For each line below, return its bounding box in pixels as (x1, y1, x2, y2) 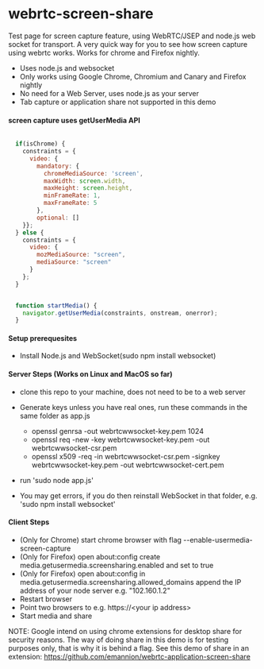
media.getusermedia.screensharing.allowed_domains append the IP (19, 577, 242, 586)
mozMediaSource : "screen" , (36, 251, 126, 259)
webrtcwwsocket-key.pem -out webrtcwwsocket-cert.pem (31, 460, 224, 470)
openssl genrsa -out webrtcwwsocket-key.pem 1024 (31, 426, 205, 435)
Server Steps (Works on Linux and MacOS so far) (8, 369, 173, 379)
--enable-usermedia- (183, 535, 254, 544)
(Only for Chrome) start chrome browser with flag (19, 535, 182, 544)
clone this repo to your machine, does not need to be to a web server (19, 387, 246, 396)
